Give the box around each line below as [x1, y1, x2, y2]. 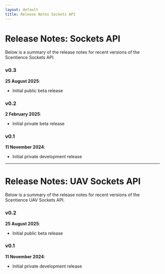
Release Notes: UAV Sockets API [5, 175, 141, 187]
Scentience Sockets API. [5, 55, 55, 61]
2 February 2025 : [5, 111, 42, 117]
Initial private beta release [12, 121, 65, 127]
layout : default [5, 7, 38, 12]
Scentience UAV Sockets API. [5, 197, 65, 203]
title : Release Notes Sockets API [5, 12, 76, 17]
